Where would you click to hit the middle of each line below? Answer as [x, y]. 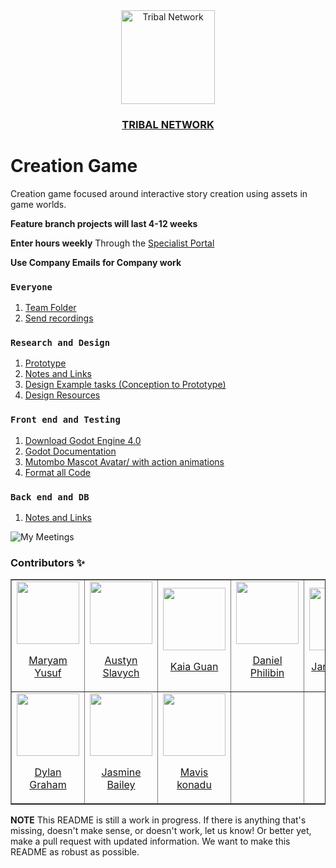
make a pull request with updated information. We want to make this [150, 841]
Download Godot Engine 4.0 [83, 440]
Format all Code [57, 472]
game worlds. [38, 204]
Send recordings [59, 318]
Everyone [31, 287]
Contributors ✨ [48, 562]
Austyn [121, 661]
